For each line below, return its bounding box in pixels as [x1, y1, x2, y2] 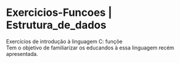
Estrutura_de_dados [6, 18, 107, 32]
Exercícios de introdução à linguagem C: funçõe [6, 38, 122, 45]
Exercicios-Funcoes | [6, 6, 112, 19]
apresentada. [6, 50, 38, 57]
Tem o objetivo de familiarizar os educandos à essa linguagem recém [6, 44, 175, 51]
